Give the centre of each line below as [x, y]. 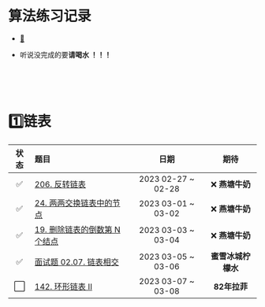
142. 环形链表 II [63, 287]
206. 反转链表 [60, 184]
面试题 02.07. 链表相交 [77, 262]
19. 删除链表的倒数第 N [77, 229]
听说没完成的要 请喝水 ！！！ [65, 54]
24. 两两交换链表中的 [73, 203]
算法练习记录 [50, 16]
